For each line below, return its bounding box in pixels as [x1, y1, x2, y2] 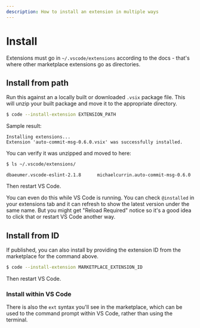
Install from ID [6, 231, 60, 241]
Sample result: [6, 122, 42, 130]
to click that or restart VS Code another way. [6, 213, 116, 220]
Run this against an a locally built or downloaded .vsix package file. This [6, 94, 186, 101]
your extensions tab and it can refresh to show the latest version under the [6, 201, 190, 208]
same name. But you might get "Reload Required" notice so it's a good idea [6, 207, 192, 214]
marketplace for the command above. [6, 252, 99, 260]
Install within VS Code [6, 290, 72, 298]
